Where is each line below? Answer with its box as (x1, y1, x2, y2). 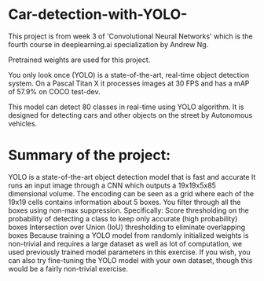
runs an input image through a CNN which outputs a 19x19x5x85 (8, 181, 216, 190)
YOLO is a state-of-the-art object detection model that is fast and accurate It (8, 172, 256, 181)
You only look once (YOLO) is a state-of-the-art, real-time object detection (8, 70, 250, 79)
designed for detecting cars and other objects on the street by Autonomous (8, 110, 253, 119)
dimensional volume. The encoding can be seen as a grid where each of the (8, 188, 254, 198)
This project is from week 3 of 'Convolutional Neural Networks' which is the (8, 31, 253, 41)
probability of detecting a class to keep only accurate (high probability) (8, 213, 238, 223)
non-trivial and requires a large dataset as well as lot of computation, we (8, 239, 242, 248)
